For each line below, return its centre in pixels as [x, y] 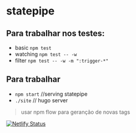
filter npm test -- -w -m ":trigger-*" [62, 60]
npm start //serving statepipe [51, 94]
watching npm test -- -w [46, 54]
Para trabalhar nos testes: [55, 33]
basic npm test [33, 48]
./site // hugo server [41, 100]
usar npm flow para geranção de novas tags [75, 112]
